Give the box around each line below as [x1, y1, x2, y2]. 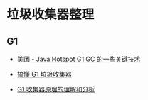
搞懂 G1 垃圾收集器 [16, 70, 72, 78]
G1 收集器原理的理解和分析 [16, 85, 95, 93]
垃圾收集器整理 [6, 6, 95, 23]
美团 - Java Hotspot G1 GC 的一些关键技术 [16, 55, 141, 63]
